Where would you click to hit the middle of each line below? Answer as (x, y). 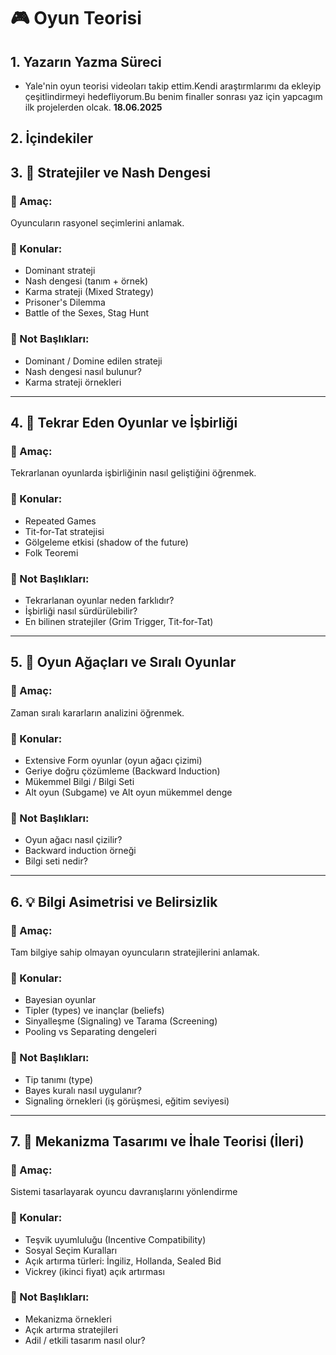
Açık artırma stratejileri (71, 1329)
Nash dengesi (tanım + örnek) (86, 281)
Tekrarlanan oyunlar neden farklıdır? (99, 600)
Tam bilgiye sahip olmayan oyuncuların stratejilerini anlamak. (135, 952)
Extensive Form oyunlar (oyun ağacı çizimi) (113, 760)
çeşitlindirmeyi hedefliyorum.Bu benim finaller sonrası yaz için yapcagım (173, 96)
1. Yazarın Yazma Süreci (86, 61)
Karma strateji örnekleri (73, 382)
